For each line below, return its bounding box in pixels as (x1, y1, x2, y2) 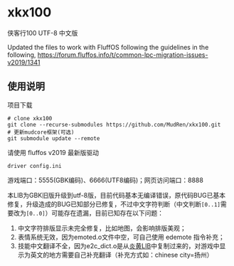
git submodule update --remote (7, 134, 100, 142)
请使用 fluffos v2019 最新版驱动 (7, 148, 100, 156)
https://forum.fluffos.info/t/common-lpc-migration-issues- (37, 50, 208, 59)
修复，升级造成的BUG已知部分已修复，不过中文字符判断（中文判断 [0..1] (7, 200, 220, 208)
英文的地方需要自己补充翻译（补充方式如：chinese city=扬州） (30, 250, 213, 259)
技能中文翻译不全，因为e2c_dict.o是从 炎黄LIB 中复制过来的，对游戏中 (17, 241, 220, 250)
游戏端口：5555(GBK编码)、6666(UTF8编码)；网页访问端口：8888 (7, 176, 204, 184)
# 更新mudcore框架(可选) (7, 129, 75, 136)
